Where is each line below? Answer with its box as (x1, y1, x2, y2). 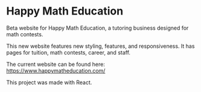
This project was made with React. (6, 79, 92, 86)
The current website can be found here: (6, 61, 106, 68)
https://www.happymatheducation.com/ (6, 67, 106, 74)
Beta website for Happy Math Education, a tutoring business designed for (6, 24, 189, 31)
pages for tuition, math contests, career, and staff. (6, 48, 131, 56)
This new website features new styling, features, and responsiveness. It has (6, 42, 195, 50)
